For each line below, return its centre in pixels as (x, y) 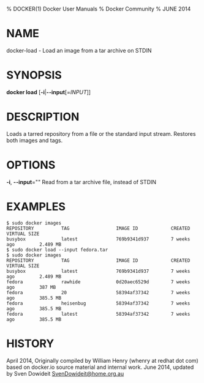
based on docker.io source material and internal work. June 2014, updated (100, 367)
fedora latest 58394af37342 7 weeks (98, 314)
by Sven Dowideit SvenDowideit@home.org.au (65, 373)
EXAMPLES (36, 206)
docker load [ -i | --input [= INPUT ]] (48, 92)
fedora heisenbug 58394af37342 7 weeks (98, 303)
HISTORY (30, 344)
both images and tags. (35, 140)
